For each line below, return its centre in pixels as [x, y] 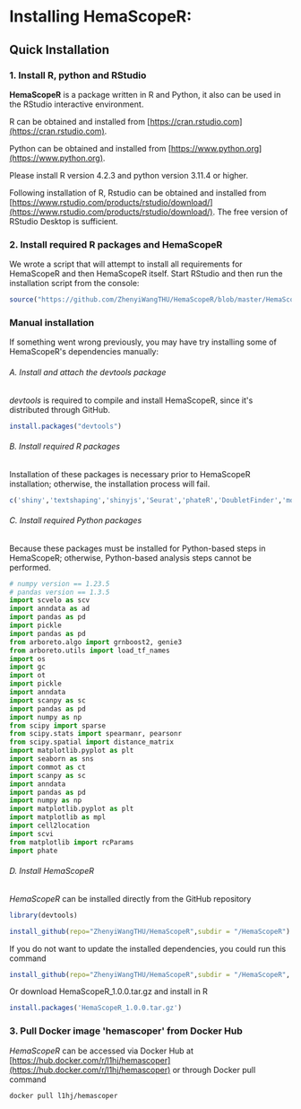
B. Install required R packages [65, 447]
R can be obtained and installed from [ [80, 121]
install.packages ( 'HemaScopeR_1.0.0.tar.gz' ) [95, 1008]
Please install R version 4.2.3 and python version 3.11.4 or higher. [129, 175]
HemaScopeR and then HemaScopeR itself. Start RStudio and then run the [146, 274]
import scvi [31, 834]
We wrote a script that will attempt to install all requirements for [126, 264]
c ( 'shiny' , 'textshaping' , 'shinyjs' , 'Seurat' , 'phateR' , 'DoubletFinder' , [146, 500]
